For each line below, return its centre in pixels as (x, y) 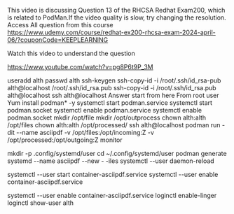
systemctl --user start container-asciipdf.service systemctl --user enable (113, 174)
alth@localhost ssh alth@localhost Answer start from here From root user (113, 95)
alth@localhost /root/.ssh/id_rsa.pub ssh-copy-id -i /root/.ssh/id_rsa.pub (112, 88)
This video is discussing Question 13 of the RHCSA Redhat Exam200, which (116, 10)
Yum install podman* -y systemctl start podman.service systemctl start (110, 103)
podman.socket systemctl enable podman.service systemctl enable (104, 110)
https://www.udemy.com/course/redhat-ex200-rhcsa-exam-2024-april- (111, 32)
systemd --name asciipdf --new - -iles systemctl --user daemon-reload (111, 161)
